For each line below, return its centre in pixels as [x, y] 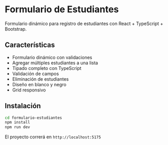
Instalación [23, 106]
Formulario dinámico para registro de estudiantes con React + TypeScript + [84, 23]
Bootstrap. [16, 29]
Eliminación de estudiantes [40, 79]
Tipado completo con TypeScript [47, 68]
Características [30, 45]
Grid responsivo [29, 90]
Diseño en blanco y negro [39, 84]
